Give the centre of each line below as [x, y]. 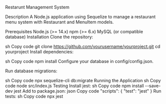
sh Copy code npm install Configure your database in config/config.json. [79, 61]
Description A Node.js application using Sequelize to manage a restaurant [81, 17]
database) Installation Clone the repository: [49, 37]
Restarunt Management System [37, 7]
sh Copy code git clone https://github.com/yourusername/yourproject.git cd [83, 46]
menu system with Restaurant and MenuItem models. [59, 22]
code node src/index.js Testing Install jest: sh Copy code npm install [75, 86]
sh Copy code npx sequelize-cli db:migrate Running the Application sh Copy [83, 80]
